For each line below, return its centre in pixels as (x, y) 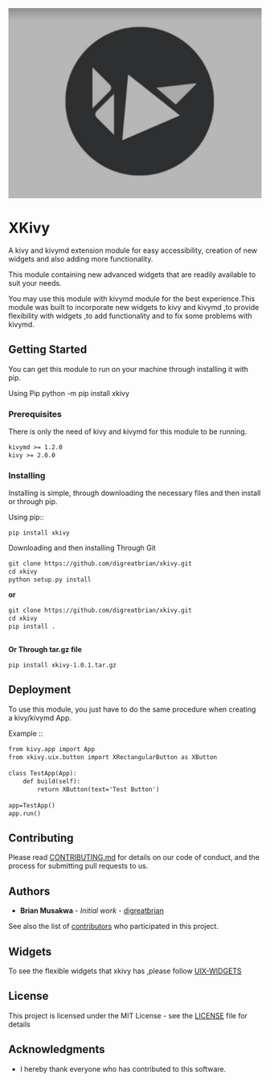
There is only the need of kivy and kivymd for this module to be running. (128, 432)
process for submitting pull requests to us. (78, 866)
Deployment (40, 690)
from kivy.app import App (51, 749)
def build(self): (52, 781)
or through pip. (33, 502)
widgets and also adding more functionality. (81, 258)
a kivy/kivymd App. (40, 717)
